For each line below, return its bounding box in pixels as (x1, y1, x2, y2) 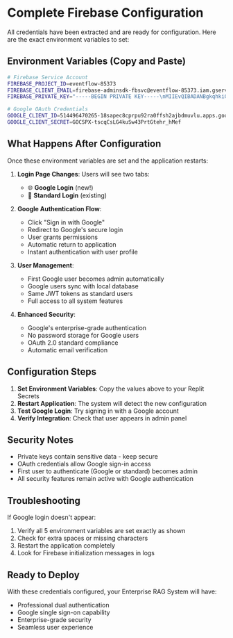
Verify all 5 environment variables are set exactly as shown (17, 527, 186, 535)
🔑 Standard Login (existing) (27, 191, 107, 199)
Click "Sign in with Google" (27, 218, 105, 227)
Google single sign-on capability (17, 608, 110, 616)
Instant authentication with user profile (27, 247, 139, 256)
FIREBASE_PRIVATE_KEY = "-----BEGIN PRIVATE (7, 93, 132, 100)
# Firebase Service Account (7, 74, 89, 81)
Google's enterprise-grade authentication (27, 323, 147, 332)
